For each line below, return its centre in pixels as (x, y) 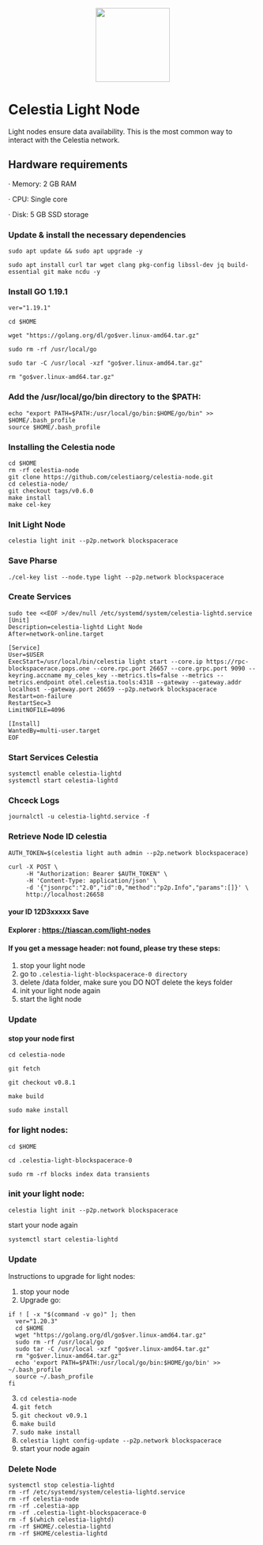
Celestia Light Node (74, 110)
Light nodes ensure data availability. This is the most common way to (120, 131)
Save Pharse (33, 561)
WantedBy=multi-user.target (54, 730)
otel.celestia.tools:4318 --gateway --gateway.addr (155, 682)
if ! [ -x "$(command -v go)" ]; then (72, 1314)
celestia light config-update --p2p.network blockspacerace (120, 1441)
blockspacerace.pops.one (49, 668)
